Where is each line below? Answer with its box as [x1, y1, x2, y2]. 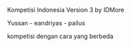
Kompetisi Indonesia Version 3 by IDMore [7, 6, 125, 14]
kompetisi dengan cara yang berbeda [7, 32, 114, 40]
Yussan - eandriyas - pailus [7, 19, 85, 27]
